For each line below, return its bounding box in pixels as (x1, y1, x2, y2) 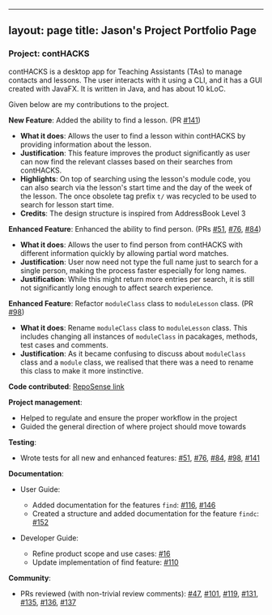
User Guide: (19, 484, 61, 494)
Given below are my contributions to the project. (8, 99, 170, 109)
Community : (8, 573, 51, 583)
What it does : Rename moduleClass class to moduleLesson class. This (19, 322, 249, 332)
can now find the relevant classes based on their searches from (19, 156, 233, 166)
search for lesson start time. (19, 199, 115, 209)
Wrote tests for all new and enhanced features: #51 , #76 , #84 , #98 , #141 (19, 453, 261, 463)
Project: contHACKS (8, 48, 91, 59)
